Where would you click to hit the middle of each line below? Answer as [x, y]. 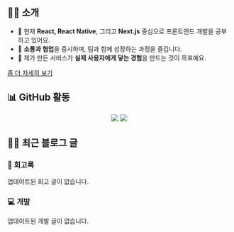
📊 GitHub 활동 [39, 98]
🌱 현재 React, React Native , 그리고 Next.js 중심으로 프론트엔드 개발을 [116, 31]
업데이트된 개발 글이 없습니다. [48, 221]
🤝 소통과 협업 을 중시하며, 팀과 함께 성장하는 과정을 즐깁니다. [100, 49]
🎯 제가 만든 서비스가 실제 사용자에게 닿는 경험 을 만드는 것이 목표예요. [112, 57]
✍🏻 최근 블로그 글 [43, 143]
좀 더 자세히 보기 [30, 72]
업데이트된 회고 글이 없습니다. [48, 182]
